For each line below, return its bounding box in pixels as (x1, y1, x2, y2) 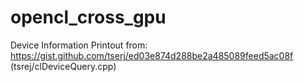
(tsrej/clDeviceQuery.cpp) (10, 60, 117, 72)
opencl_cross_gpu (10, 6, 167, 29)
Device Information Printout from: (10, 39, 148, 51)
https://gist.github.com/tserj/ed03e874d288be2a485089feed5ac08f (10, 49, 294, 61)
